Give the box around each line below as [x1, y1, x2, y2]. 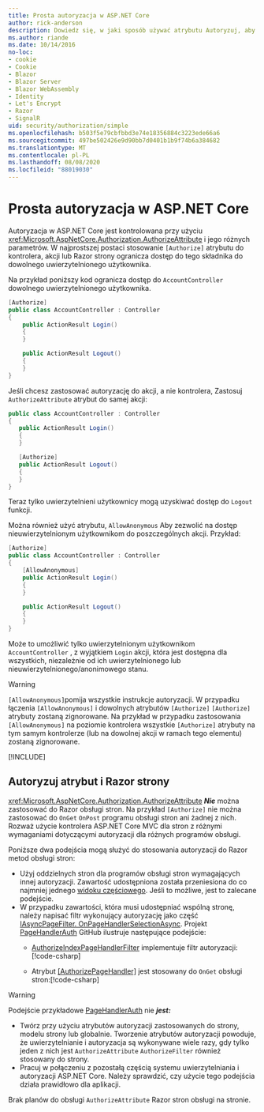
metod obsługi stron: [8, 853, 76, 862]
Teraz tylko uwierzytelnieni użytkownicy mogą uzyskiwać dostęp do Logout [8, 497, 253, 507]
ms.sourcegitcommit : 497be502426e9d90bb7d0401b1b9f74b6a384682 [8, 136, 221, 145]
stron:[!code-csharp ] [31, 974, 100, 984]
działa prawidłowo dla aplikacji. [19, 1080, 121, 1089]
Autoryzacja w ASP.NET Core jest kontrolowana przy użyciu [8, 226, 203, 236]
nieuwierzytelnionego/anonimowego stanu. [8, 665, 149, 674]
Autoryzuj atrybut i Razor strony [8, 775, 170, 789]
